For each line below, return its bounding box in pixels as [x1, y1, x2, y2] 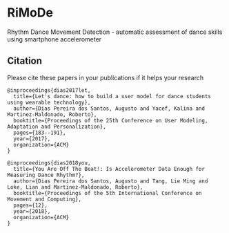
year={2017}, [13, 135, 51, 142]
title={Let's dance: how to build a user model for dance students [13, 93, 212, 100]
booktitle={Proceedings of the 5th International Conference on [13, 189, 202, 196]
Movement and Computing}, [7, 196, 81, 203]
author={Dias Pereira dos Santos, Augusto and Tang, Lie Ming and [13, 178, 208, 185]
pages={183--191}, [13, 129, 67, 136]
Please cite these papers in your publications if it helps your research [7, 73, 204, 82]
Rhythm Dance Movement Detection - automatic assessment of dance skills [7, 28, 223, 36]
